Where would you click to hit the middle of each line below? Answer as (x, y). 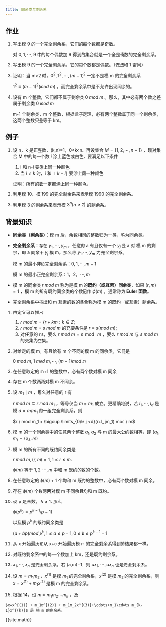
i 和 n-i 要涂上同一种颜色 (45, 167)
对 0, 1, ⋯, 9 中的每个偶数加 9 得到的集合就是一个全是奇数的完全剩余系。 (86, 55)
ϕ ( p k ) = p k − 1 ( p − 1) (33, 511)
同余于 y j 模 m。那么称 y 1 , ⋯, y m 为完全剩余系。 (79, 253)
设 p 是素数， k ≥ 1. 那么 (37, 501)
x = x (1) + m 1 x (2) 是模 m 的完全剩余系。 (52, 584)
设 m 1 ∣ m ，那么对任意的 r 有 (42, 393)
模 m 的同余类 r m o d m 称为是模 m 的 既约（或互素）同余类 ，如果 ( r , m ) (84, 285)
